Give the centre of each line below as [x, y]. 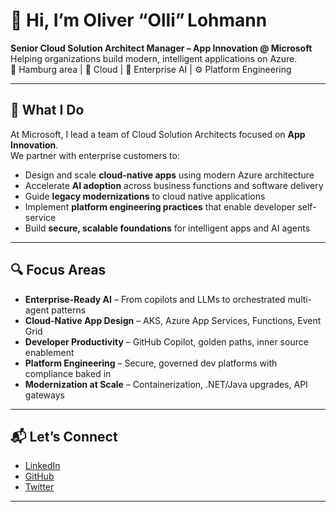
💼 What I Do [47, 110]
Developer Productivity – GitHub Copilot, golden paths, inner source [166, 341]
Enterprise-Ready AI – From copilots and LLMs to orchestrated [155, 299]
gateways [44, 395]
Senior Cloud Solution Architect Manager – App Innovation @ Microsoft [161, 48]
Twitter [39, 487]
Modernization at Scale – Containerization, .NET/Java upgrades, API [166, 384]
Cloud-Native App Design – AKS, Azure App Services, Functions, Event [173, 320]
